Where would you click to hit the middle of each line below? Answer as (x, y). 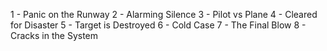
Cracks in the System (54, 35)
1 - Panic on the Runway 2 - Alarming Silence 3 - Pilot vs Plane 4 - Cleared (164, 14)
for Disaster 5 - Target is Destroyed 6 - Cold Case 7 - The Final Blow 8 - (158, 25)
